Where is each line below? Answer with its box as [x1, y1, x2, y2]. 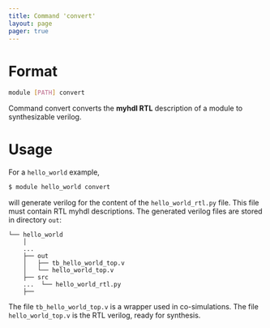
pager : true [8, 27, 49, 35]
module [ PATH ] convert [8, 88, 85, 97]
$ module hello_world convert [8, 183, 111, 192]
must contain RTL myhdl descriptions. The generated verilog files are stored [8, 206, 263, 216]
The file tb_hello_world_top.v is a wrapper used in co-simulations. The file [8, 302, 259, 311]
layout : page [8, 19, 53, 28]
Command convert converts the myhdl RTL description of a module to [8, 103, 243, 114]
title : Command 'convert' [8, 11, 96, 20]
